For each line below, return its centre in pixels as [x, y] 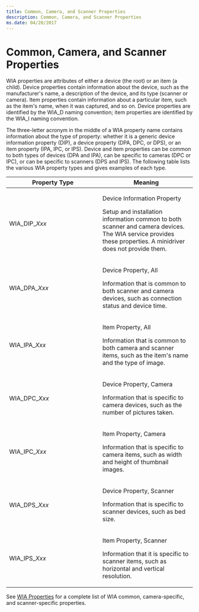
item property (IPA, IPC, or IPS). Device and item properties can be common [99, 149]
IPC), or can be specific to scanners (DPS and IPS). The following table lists [98, 162]
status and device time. [135, 306]
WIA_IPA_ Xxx [28, 345]
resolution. [117, 576]
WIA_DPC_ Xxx [29, 399]
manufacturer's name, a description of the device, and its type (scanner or [97, 94]
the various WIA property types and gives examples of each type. [86, 168]
